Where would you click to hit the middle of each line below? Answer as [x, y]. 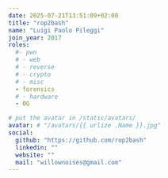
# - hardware [37, 97]
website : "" [35, 155]
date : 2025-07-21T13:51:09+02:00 [63, 15]
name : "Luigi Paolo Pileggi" [56, 30]
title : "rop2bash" [38, 23]
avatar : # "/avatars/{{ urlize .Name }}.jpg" [84, 126]
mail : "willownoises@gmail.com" [69, 162]
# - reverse [35, 67]
